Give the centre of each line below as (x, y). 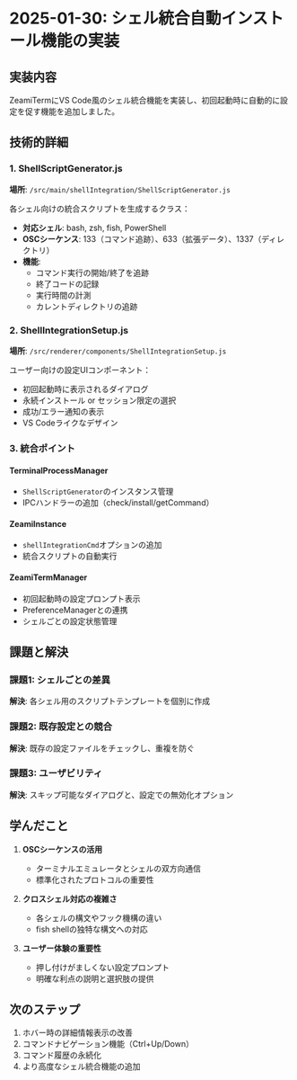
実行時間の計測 (63, 295)
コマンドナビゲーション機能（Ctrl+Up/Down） (108, 1044)
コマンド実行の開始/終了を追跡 (92, 272)
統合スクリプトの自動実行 (70, 556)
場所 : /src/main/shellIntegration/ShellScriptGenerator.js (120, 189)
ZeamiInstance (38, 523)
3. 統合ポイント (43, 448)
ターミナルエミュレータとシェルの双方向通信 (118, 868)
